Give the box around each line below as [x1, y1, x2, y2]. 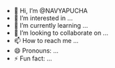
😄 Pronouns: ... [13, 46, 59, 55]
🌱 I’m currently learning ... [13, 22, 89, 29]
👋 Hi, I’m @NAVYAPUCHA [13, 7, 89, 15]
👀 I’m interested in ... [13, 14, 73, 22]
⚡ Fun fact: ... [13, 54, 52, 62]
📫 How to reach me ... [13, 37, 79, 44]
